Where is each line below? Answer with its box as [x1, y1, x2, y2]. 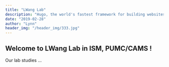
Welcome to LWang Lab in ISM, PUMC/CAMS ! [5, 44, 152, 53]
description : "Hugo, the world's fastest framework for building [5, 12, 145, 17]
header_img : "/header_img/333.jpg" [5, 26, 80, 31]
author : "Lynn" [5, 21, 37, 26]
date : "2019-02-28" [5, 16, 46, 21]
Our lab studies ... [5, 57, 42, 63]
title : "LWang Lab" [5, 7, 46, 12]
